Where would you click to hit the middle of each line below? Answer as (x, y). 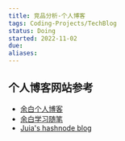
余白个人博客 (41, 109)
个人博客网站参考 (51, 88)
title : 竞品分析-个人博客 (47, 16)
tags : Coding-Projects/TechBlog (62, 23)
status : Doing (32, 31)
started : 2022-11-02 (43, 38)
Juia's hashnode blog (56, 128)
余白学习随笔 (41, 118)
